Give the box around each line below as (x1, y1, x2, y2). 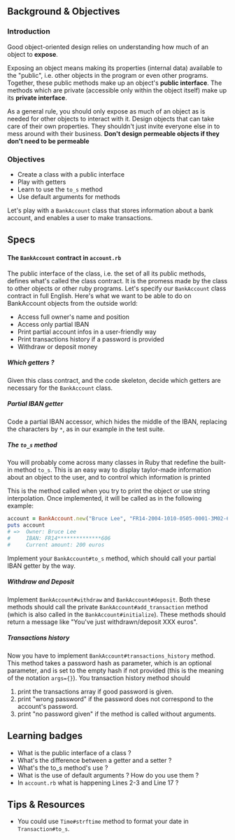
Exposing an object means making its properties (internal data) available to (7, 63, 222, 72)
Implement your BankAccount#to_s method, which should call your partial (7, 554, 216, 562)
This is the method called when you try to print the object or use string (7, 487, 211, 495)
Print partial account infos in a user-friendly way (17, 327, 157, 336)
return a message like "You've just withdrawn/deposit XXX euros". (7, 617, 198, 626)
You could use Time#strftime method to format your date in (17, 817, 189, 826)
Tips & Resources (7, 799, 85, 811)
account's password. (17, 702, 78, 710)
